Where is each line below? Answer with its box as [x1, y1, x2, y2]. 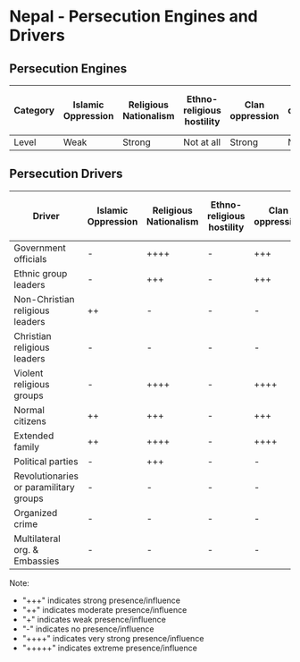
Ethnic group [13, 267, 68, 279]
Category [13, 105, 55, 116]
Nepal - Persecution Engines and [9, 6, 258, 27]
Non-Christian [13, 293, 75, 305]
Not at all [182, 136, 221, 149]
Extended [13, 429, 54, 442]
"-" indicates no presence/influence [21, 624, 154, 634]
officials [13, 252, 47, 265]
